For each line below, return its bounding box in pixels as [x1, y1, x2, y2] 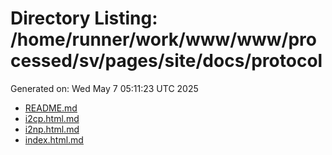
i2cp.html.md [24, 112, 80, 124]
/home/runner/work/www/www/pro [10, 28, 317, 51]
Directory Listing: [10, 7, 158, 30]
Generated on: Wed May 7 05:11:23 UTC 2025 [10, 82, 199, 94]
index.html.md [24, 133, 84, 146]
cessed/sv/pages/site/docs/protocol [10, 50, 323, 72]
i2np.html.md [24, 123, 80, 135]
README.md [24, 102, 78, 114]
